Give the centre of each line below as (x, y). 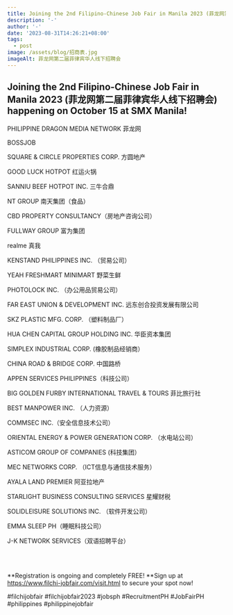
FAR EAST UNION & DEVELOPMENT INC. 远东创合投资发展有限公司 (103, 304)
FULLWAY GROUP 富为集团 (46, 231)
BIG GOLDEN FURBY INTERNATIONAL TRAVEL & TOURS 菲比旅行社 (104, 393)
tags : (15, 40)
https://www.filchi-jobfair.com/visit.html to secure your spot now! (100, 583)
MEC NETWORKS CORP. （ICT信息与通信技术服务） (81, 467)
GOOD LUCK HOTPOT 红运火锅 (52, 172)
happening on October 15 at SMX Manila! (97, 111)
